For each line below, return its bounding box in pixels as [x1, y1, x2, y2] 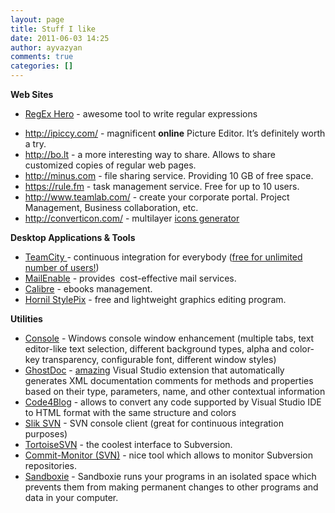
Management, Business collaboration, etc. [24, 202, 199, 213]
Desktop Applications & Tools [10, 232, 136, 243]
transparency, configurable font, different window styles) [41, 354, 277, 365]
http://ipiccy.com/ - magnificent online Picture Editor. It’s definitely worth [24, 127, 326, 139]
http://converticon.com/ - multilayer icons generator [24, 212, 240, 224]
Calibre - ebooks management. [24, 283, 153, 295]
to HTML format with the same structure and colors [24, 407, 237, 418]
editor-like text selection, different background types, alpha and [24, 343, 288, 355]
